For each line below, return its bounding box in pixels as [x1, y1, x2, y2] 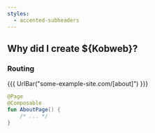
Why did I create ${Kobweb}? [7, 43, 138, 55]
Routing [7, 64, 35, 73]
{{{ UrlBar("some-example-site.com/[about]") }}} [7, 80, 149, 88]
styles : [7, 10, 30, 17]
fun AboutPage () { [7, 106, 61, 113]
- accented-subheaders [13, 17, 80, 24]
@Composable [7, 99, 42, 107]
